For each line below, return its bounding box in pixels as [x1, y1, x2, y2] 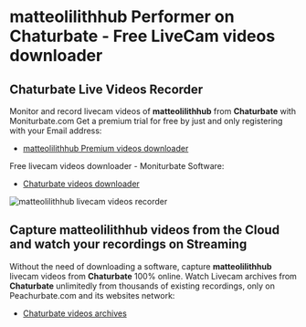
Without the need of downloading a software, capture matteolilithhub [9, 260, 272, 271]
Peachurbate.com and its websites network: [9, 290, 175, 301]
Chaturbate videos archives [22, 308, 128, 319]
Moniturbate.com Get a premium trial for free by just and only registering [9, 116, 283, 126]
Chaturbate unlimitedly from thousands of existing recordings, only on [9, 280, 276, 291]
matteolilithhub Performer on [9, 6, 235, 27]
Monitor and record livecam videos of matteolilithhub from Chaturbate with [9, 106, 297, 116]
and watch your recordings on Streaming [9, 237, 248, 252]
